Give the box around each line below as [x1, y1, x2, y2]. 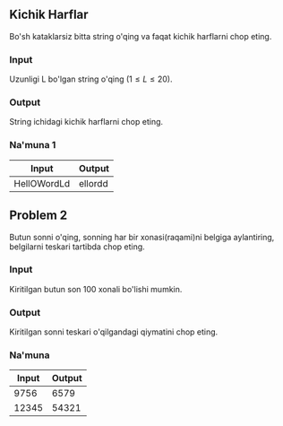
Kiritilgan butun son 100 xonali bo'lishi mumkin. [9, 283, 183, 294]
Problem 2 [9, 208, 68, 223]
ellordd [79, 177, 109, 189]
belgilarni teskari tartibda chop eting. [9, 241, 145, 252]
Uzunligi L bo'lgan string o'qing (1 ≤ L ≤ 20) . [9, 74, 173, 84]
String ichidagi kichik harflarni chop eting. [9, 117, 164, 127]
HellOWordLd [13, 177, 71, 189]
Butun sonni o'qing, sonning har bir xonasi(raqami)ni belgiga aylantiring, [9, 231, 275, 242]
